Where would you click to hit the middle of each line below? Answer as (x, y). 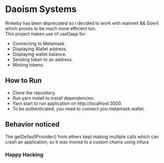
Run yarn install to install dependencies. (53, 98)
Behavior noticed (32, 125)
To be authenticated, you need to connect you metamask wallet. (78, 108)
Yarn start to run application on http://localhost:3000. (67, 103)
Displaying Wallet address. (40, 49)
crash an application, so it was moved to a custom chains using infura (77, 142)
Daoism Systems (41, 9)
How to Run (23, 80)
